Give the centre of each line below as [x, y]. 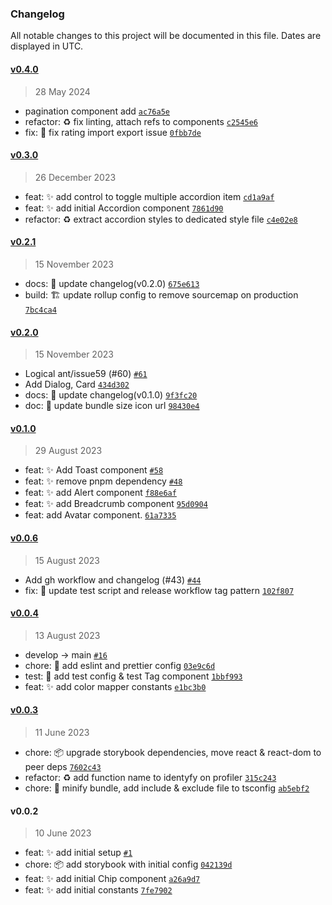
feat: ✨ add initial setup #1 [78, 853]
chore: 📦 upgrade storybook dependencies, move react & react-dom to [173, 752]
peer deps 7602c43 [63, 766]
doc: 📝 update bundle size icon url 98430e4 [112, 406]
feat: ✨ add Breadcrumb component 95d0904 [116, 504]
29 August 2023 [68, 451]
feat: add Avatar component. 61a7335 [100, 515]
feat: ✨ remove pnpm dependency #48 [103, 481]
